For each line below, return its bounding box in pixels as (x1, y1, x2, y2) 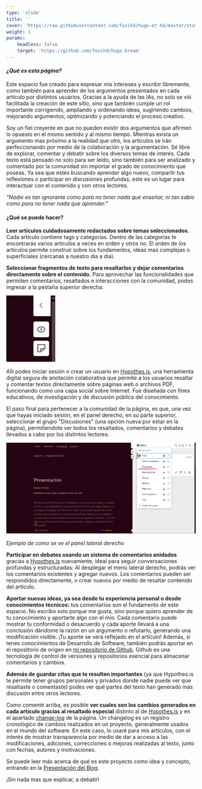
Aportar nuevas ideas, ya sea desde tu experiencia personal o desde (6, 595, 182, 602)
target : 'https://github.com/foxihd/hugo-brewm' (17, 48, 141, 54)
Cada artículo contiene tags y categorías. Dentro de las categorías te (6, 234, 177, 241)
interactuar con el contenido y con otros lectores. (6, 182, 129, 189)
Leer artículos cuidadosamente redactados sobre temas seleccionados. (6, 227, 190, 234)
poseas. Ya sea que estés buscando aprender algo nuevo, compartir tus (6, 169, 185, 176)
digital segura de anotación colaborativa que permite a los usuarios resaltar (6, 374, 194, 382)
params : (6, 35, 26, 42)
